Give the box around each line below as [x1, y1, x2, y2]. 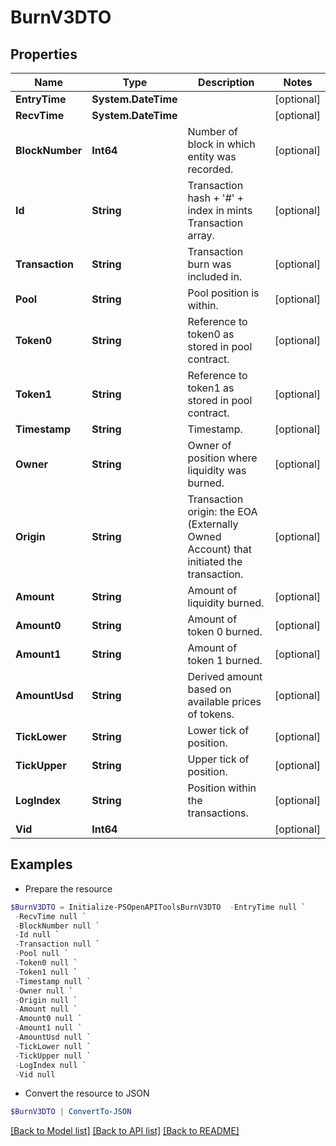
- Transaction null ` [14, 939, 101, 950]
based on [187, 682, 232, 696]
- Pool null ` [14, 949, 70, 959]
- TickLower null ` [14, 1041, 92, 1051]
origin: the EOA [187, 505, 258, 518]
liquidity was [187, 464, 247, 477]
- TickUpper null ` [14, 1051, 92, 1061]
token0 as [187, 327, 235, 341]
